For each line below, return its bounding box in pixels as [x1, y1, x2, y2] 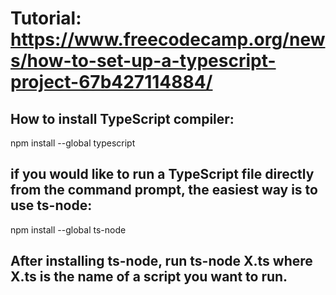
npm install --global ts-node [10, 223, 127, 236]
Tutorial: [10, 7, 82, 30]
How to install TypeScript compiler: [10, 110, 235, 127]
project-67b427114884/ [10, 71, 213, 94]
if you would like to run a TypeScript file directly [10, 166, 315, 183]
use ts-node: [10, 197, 93, 214]
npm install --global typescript [10, 137, 136, 149]
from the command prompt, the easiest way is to [10, 182, 318, 199]
